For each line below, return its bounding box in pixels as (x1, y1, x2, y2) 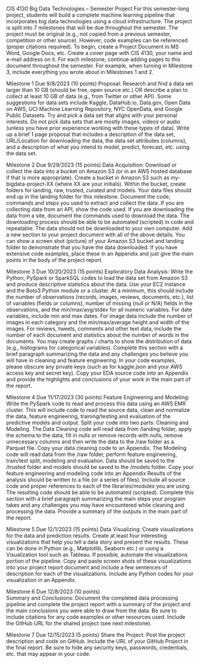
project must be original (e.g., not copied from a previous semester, (6, 30, 171, 38)
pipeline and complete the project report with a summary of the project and (6, 601, 191, 608)
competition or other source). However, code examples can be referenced (6, 37, 188, 44)
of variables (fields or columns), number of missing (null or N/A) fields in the (6, 300, 193, 307)
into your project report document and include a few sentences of (6, 564, 168, 571)
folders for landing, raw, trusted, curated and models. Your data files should (6, 187, 192, 193)
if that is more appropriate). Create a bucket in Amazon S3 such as (6, 174, 170, 181)
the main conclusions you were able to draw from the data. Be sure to (6, 607, 177, 614)
